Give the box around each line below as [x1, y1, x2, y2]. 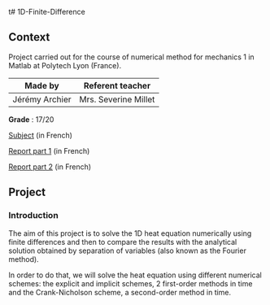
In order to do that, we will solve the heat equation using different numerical [8, 270, 262, 280]
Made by [24, 80, 59, 91]
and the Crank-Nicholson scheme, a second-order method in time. [8, 287, 232, 297]
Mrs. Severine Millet [79, 94, 155, 105]
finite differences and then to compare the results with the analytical [8, 237, 237, 246]
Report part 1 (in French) [8, 146, 90, 155]
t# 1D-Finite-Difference [8, 7, 85, 16]
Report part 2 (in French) [8, 162, 92, 172]
